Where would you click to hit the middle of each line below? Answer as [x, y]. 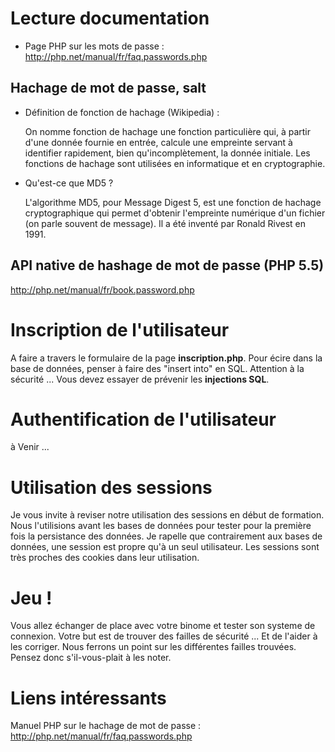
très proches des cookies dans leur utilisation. [105, 558]
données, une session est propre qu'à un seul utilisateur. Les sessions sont [165, 547]
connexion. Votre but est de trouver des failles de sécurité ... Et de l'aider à [164, 636]
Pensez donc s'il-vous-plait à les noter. [91, 658]
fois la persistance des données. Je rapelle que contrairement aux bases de [166, 536]
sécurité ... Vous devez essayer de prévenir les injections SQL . [140, 379]
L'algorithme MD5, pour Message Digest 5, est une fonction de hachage [173, 202]
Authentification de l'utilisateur [143, 419]
